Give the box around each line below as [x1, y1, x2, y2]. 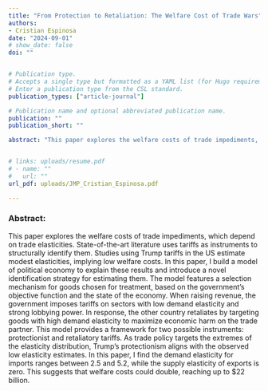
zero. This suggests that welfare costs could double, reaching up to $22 [8, 366, 245, 376]
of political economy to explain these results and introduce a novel [8, 265, 227, 274]
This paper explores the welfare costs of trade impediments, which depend [8, 231, 255, 240]
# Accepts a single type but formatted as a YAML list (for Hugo [8, 77, 230, 85]
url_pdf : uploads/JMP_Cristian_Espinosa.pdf [8, 180, 159, 188]
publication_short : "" [8, 121, 84, 130]
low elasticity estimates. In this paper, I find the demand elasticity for [8, 350, 234, 359]
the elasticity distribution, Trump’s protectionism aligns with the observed [8, 341, 250, 351]
